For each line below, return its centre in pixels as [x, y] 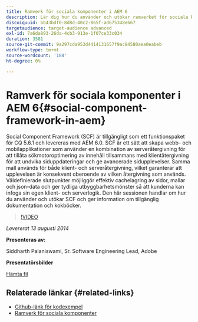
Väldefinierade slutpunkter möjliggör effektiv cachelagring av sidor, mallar [96, 180]
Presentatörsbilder [30, 262]
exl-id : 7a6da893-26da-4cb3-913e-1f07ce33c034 [64, 34]
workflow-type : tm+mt [33, 50]
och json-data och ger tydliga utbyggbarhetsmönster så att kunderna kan [95, 187]
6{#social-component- [90, 108]
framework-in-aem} [56, 120]
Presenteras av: [26, 240]
